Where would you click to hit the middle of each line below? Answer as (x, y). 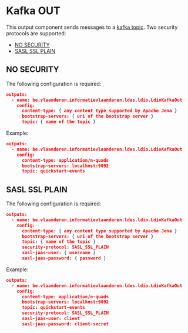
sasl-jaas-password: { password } (64, 258)
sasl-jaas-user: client (51, 319)
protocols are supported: (36, 33)
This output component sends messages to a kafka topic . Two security (92, 27)
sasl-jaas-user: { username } (58, 253)
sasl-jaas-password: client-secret (65, 324)
